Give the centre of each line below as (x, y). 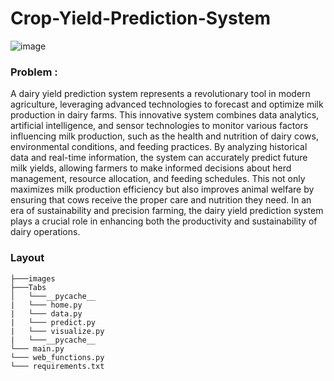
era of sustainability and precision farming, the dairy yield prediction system (167, 211)
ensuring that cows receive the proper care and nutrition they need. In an (161, 200)
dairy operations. (45, 232)
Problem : (34, 72)
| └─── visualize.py (57, 331)
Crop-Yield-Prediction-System (140, 18)
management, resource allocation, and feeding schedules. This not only (158, 179)
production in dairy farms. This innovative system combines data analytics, (165, 115)
